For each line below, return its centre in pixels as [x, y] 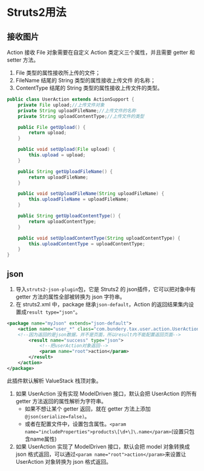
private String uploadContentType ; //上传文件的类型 [81, 116]
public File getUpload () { [52, 127]
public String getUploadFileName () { [65, 171]
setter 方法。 [23, 60]
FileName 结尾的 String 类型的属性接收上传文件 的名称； [86, 80]
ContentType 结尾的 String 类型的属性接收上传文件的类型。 [89, 88]
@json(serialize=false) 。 [57, 416]
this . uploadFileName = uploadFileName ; [79, 199]
